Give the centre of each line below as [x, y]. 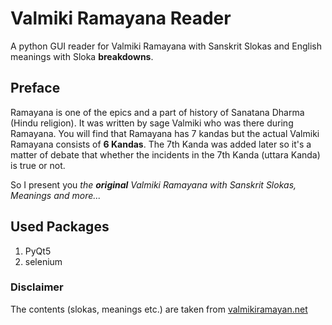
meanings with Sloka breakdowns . [82, 56]
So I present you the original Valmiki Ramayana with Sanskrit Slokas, [153, 184]
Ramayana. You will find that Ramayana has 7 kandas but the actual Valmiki [165, 133]
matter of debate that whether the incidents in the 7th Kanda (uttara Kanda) [165, 154]
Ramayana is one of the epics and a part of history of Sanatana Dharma [157, 112]
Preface [35, 88]
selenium [43, 261]
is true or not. [38, 165]
